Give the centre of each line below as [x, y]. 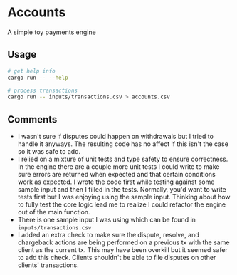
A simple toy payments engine [52, 32]
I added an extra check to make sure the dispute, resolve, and [108, 235]
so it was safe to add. [49, 152]
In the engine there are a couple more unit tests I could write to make [118, 167]
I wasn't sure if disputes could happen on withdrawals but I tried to [115, 137]
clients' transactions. [48, 265]
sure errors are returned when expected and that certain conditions [116, 175]
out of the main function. [54, 212]
